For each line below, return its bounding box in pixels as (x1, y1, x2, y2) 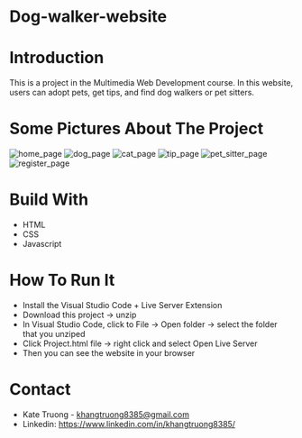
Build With (9, 189, 88, 210)
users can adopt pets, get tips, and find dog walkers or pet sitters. (9, 87, 255, 98)
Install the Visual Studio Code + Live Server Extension (22, 299, 223, 310)
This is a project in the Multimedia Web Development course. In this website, (9, 78, 294, 88)
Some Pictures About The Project (9, 119, 264, 139)
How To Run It (9, 270, 115, 290)
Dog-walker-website (9, 6, 168, 27)
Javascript (22, 239, 62, 249)
